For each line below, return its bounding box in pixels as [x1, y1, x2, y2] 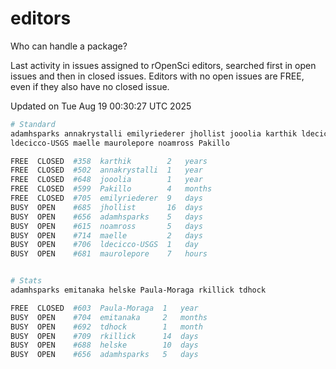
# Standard [10, 119, 56, 129]
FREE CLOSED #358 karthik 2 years [10, 156, 208, 166]
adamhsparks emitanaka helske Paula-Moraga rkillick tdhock [10, 285, 267, 296]
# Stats [10, 276, 43, 286]
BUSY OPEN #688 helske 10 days [10, 340, 199, 351]
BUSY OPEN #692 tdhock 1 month [10, 322, 203, 332]
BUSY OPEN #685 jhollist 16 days [10, 202, 203, 212]
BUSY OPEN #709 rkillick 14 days [10, 331, 199, 341]
